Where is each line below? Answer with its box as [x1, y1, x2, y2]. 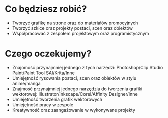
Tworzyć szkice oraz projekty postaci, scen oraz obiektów [12, 25, 133, 31]
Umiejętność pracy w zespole [12, 101, 74, 108]
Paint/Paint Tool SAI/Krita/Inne [12, 70, 75, 76]
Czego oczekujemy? [5, 48, 92, 59]
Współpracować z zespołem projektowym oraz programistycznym [12, 30, 149, 36]
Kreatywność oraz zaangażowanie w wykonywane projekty [12, 107, 135, 113]
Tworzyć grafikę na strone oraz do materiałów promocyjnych [12, 20, 138, 26]
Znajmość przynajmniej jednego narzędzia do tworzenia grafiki [12, 86, 143, 92]
